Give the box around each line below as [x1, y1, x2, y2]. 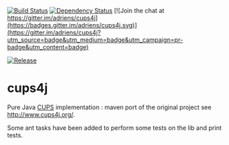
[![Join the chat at [113, 7, 165, 14]
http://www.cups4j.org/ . [7, 110, 75, 118]
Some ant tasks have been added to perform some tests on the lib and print [7, 124, 222, 132]
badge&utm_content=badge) [7, 43, 89, 51]
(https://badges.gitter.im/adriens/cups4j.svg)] [7, 21, 137, 29]
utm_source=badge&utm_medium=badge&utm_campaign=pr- [7, 36, 183, 44]
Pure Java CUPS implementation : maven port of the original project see [7, 103, 212, 111]
